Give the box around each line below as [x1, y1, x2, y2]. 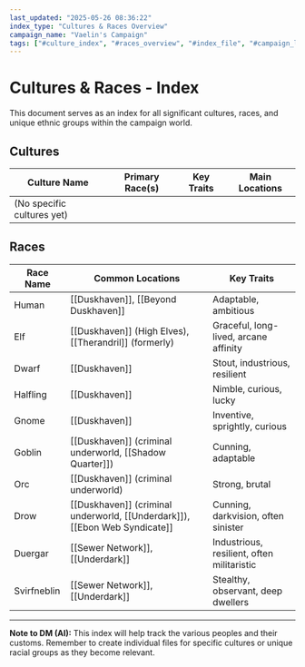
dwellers [212, 595, 250, 608]
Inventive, [212, 408, 254, 421]
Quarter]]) [70, 457, 114, 470]
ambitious [212, 304, 255, 317]
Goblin [14, 446, 43, 458]
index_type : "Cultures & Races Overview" [9, 22, 169, 31]
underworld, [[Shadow [70, 446, 166, 458]
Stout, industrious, [212, 356, 290, 368]
